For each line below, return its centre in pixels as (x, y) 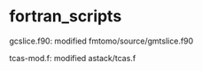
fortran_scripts (66, 16)
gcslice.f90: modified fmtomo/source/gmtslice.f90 (101, 41)
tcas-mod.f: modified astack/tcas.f (73, 58)
